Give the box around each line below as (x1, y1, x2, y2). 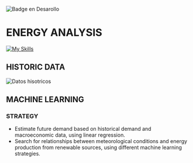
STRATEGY (6, 112, 39, 120)
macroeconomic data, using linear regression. (14, 131, 126, 138)
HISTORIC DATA (6, 62, 66, 72)
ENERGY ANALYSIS (6, 26, 102, 39)
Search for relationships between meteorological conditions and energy (14, 138, 188, 145)
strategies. (14, 150, 41, 157)
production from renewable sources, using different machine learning (14, 144, 182, 151)
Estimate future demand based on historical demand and (14, 126, 151, 133)
